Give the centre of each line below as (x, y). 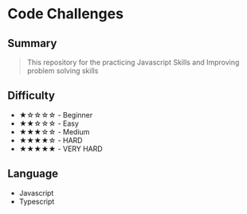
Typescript (37, 201)
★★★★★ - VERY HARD (61, 149)
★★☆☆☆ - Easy (49, 123)
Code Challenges (66, 14)
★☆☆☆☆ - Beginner (56, 115)
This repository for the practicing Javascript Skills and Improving (133, 62)
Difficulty (31, 96)
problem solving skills (63, 71)
